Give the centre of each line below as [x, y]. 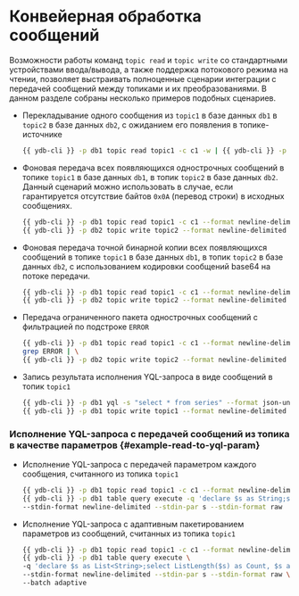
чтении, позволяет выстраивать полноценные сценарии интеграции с [143, 79]
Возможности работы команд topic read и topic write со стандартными [149, 60]
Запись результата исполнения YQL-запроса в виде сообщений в [147, 377]
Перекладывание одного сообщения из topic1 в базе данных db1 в [149, 115]
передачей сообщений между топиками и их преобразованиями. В [138, 88]
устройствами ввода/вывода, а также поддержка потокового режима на [149, 70]
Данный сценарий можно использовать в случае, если [128, 186]
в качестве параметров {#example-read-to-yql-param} [135, 445]
